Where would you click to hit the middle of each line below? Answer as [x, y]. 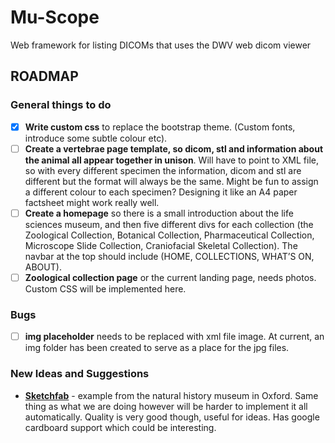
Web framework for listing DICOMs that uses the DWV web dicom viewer [161, 45]
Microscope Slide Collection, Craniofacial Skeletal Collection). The [161, 245]
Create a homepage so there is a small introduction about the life [159, 213]
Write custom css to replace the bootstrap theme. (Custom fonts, [160, 127]
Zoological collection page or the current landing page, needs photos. [170, 277]
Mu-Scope [55, 17]
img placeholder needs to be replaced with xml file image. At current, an [174, 337]
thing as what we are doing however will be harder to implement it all [166, 406]
